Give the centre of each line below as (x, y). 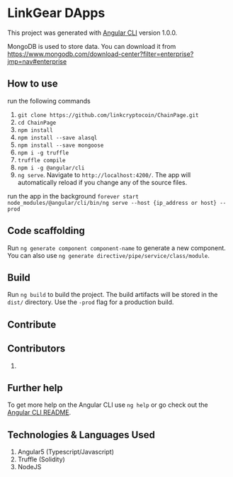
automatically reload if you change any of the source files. (102, 182)
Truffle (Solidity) (41, 459)
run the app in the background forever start (73, 196)
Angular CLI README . (39, 413)
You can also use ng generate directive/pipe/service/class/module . (109, 255)
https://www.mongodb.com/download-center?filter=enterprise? (101, 54)
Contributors (36, 349)
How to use (33, 84)
